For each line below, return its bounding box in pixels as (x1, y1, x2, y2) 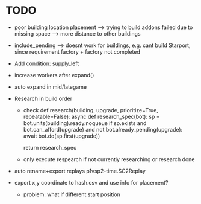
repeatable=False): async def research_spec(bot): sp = (23, 113, 160, 120)
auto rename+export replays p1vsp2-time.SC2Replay (14, 167, 146, 174)
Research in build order (14, 95, 73, 102)
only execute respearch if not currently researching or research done (23, 155, 195, 163)
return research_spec (23, 144, 76, 151)
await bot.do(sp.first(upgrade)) (23, 132, 100, 139)
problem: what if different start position (23, 191, 121, 198)
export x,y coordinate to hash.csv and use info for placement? (14, 179, 169, 186)
